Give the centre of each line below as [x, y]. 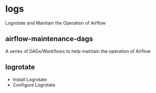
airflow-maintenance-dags [49, 39]
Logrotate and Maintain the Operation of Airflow [56, 23]
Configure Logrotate [34, 85]
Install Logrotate [30, 79]
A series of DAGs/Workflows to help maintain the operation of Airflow [78, 51]
